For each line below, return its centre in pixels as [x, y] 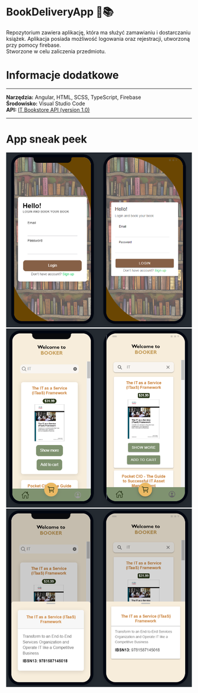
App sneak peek [47, 139]
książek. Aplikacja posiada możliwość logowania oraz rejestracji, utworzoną [98, 38]
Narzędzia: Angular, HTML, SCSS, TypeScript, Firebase [74, 97]
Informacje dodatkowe [62, 75]
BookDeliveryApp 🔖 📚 [60, 12]
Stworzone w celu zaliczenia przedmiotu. [56, 51]
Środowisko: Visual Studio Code [46, 103]
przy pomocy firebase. [34, 45]
